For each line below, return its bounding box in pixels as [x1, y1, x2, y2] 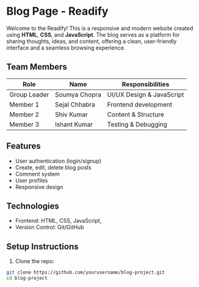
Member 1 [9, 100, 40, 108]
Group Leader [9, 90, 49, 99]
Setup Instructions [6, 241, 79, 252]
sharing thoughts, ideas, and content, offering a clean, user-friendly [6, 37, 177, 45]
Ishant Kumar [54, 120, 93, 129]
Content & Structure [107, 110, 164, 119]
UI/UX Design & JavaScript [107, 90, 184, 99]
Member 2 [9, 110, 40, 119]
